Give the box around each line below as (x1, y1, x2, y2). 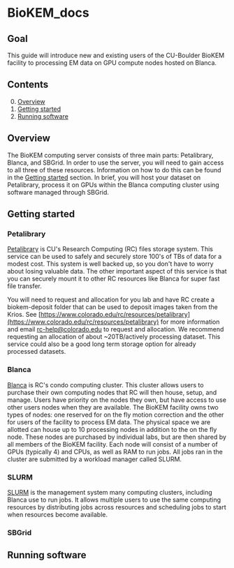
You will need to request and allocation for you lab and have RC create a (7, 295, 215, 304)
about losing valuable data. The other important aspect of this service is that (7, 267, 227, 276)
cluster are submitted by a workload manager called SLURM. (7, 455, 182, 463)
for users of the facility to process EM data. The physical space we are (7, 417, 211, 426)
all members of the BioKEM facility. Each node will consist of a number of (7, 440, 218, 448)
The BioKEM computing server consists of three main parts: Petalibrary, (7, 151, 214, 159)
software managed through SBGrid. (7, 188, 110, 196)
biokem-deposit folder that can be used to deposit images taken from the (7, 303, 218, 311)
